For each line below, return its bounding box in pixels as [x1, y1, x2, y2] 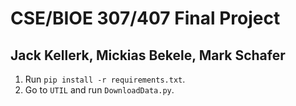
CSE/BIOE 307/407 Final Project [10, 7, 281, 30]
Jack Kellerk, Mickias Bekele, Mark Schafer [10, 47, 286, 64]
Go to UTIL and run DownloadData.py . [24, 84, 175, 96]
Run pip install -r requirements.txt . [24, 73, 186, 85]
